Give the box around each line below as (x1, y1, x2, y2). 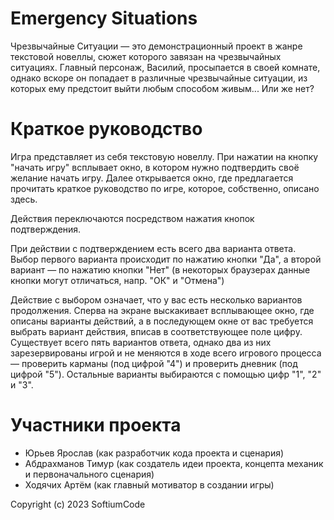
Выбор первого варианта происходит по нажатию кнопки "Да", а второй (10, 253, 322, 265)
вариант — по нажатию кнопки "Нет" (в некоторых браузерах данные (10, 263, 311, 276)
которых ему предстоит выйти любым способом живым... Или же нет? (10, 82, 315, 94)
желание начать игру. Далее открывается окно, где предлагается (10, 172, 294, 184)
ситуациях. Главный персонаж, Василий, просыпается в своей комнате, (10, 61, 321, 73)
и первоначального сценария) (24, 468, 155, 480)
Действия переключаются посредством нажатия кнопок (10, 212, 255, 224)
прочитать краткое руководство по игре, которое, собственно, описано (10, 182, 320, 194)
